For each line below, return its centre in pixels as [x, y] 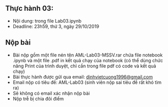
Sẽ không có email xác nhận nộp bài [51, 93]
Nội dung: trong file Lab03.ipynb [47, 21]
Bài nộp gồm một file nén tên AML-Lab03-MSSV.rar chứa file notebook [88, 55]
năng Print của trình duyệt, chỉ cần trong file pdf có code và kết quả [85, 66]
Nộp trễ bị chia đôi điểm [38, 99]
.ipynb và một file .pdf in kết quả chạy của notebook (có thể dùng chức [88, 60]
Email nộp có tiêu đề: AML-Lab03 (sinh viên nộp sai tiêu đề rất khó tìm [87, 82]
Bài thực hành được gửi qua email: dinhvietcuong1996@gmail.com [83, 77]
